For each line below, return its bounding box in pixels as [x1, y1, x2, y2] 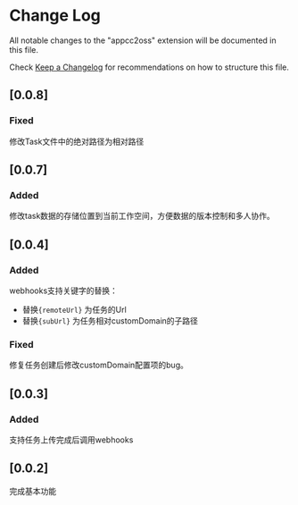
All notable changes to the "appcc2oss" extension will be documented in [9, 35, 277, 46]
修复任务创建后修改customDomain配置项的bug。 [9, 359, 189, 371]
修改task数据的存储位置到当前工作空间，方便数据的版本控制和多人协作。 [9, 211, 275, 222]
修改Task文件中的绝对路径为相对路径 [9, 136, 145, 147]
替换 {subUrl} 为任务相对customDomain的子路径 [21, 316, 199, 326]
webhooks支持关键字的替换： [9, 285, 119, 296]
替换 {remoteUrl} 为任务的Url [21, 305, 127, 315]
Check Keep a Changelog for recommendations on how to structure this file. [9, 62, 290, 72]
